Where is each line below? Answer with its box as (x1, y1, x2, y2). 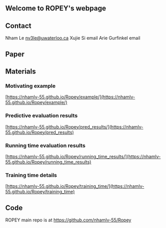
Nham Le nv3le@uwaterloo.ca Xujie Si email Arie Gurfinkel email (5, 35, 141, 41)
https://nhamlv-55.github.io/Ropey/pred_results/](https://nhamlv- (7, 123, 144, 130)
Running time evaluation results (5, 142, 86, 149)
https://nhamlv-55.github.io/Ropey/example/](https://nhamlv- (7, 94, 135, 100)
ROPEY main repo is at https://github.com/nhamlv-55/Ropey (5, 217, 131, 223)
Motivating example (5, 82, 56, 89)
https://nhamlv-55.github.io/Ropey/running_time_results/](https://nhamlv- (7, 153, 161, 160)
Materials (5, 67, 36, 75)
